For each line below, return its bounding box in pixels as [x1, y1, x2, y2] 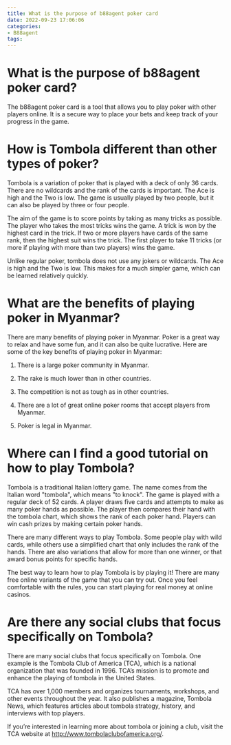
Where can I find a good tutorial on [7, 445, 208, 461]
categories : [7, 23, 41, 30]
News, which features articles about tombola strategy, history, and [7, 702, 195, 710]
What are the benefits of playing [7, 295, 195, 311]
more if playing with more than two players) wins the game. [7, 244, 175, 251]
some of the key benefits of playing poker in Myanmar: [7, 347, 162, 355]
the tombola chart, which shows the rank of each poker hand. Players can [7, 512, 217, 521]
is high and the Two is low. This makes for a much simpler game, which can [7, 264, 221, 272]
